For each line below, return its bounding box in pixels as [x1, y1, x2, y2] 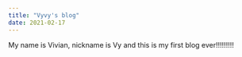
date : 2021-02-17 [8, 19, 66, 27]
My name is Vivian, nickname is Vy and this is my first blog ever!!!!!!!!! [8, 40, 234, 49]
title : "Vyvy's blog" [8, 11, 80, 20]
